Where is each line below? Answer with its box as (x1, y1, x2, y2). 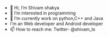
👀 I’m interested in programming (9, 10, 76, 16)
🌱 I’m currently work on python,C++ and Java (9, 15, 104, 21)
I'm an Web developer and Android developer (9, 20, 104, 26)
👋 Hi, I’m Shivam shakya (9, 5, 60, 10)
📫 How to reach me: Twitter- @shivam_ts (9, 26, 96, 32)
